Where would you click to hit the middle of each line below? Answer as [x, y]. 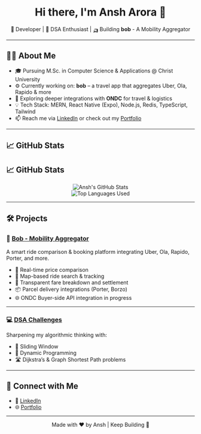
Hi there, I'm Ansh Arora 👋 [100, 12]
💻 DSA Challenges [34, 320]
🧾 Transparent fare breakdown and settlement [71, 282]
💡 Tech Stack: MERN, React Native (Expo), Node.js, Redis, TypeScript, [101, 105]
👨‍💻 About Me [31, 56]
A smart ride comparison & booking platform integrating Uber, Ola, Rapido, [98, 251]
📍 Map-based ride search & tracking [60, 276]
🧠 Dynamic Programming [45, 353]
